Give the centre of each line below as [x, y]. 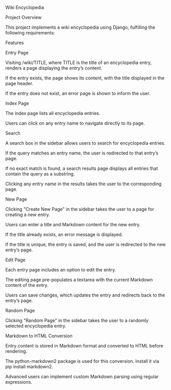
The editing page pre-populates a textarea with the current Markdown [79, 280]
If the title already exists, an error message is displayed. [64, 235]
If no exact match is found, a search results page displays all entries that [82, 168]
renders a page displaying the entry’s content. [54, 68]
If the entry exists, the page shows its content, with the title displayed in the [85, 78]
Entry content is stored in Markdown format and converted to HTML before [84, 346]
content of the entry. [27, 285]
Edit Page [15, 260]
